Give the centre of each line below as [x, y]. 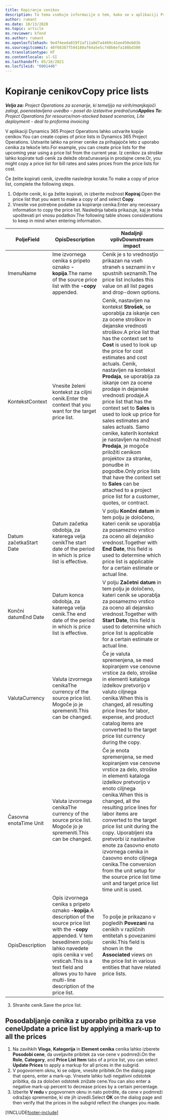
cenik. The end [69, 614]
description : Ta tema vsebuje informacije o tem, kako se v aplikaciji [82, 15]
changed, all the [121, 801]
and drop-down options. [131, 292]
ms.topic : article [24, 29]
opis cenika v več [73, 955]
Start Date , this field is [129, 620]
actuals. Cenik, [120, 364]
